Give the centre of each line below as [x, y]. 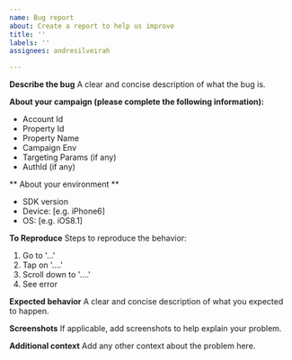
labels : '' [30, 43]
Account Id [43, 119]
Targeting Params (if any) [69, 157]
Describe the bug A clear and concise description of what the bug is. [137, 84]
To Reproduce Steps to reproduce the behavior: [98, 238]
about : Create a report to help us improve [92, 26]
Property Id [43, 129]
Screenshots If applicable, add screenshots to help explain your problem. [146, 329]
